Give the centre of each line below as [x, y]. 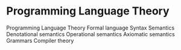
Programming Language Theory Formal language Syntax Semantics [91, 28]
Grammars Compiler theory [40, 40]
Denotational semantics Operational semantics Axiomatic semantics [91, 34]
